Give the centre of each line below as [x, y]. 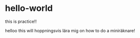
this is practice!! [21, 21]
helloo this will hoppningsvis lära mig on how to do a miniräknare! [70, 30]
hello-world [29, 8]
